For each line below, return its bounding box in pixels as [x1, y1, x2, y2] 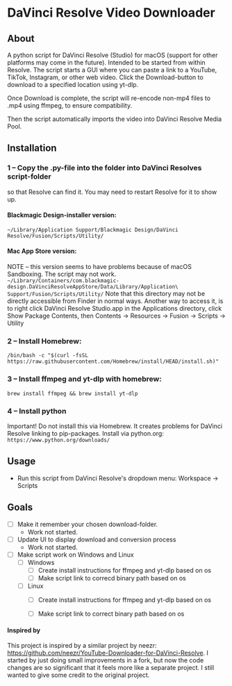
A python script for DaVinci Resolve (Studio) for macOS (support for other [7, 51, 218, 59]
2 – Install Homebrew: [7, 336, 82, 346]
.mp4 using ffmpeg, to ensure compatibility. [7, 101, 133, 109]
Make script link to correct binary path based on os [38, 610, 185, 618]
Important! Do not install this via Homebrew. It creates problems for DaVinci [7, 422, 223, 430]
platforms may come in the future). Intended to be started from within [7, 58, 206, 67]
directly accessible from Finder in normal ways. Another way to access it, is [7, 297, 224, 305]
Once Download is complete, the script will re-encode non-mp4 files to [7, 94, 210, 102]
